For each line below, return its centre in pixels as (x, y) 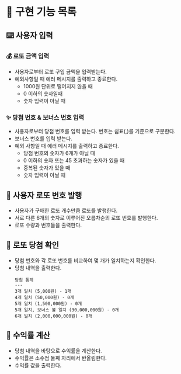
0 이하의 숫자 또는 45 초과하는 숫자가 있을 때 (74, 161)
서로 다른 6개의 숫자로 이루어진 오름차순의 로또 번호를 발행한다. (86, 217)
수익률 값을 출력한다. (38, 365)
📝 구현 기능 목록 (41, 12)
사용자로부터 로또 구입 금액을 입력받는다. (60, 71)
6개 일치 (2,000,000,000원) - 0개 (53, 316)
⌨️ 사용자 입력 (30, 35)
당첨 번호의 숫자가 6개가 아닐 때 (59, 153)
